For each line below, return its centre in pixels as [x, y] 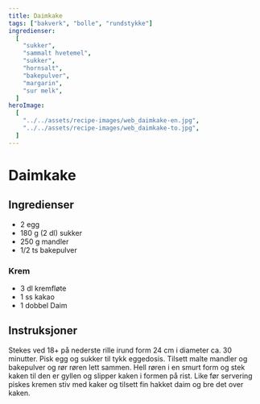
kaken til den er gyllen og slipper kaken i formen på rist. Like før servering [130, 376]
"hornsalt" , [43, 68]
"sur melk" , [43, 91]
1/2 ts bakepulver [49, 249]
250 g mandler [44, 241]
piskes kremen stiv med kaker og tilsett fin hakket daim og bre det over [126, 384]
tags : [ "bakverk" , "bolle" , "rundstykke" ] [80, 23]
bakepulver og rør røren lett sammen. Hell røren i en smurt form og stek [127, 367]
